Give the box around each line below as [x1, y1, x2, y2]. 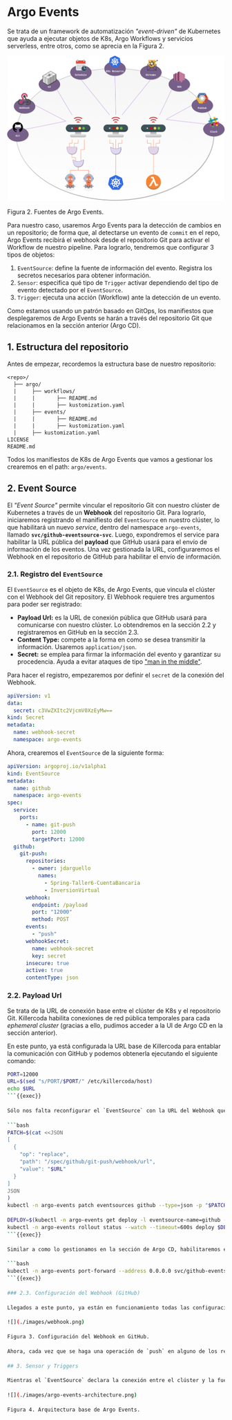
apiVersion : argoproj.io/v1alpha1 [7, 763, 107, 769]
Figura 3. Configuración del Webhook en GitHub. [7, 1334, 150, 1340]
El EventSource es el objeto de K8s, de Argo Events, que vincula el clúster [7, 585, 215, 593]
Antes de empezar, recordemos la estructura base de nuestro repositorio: [7, 359, 216, 368]
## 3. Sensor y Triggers [7, 1363, 79, 1370]
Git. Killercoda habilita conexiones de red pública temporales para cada [7, 1013, 211, 1022]
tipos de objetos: [7, 250, 55, 259]
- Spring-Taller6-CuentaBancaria [43, 879, 140, 886]
